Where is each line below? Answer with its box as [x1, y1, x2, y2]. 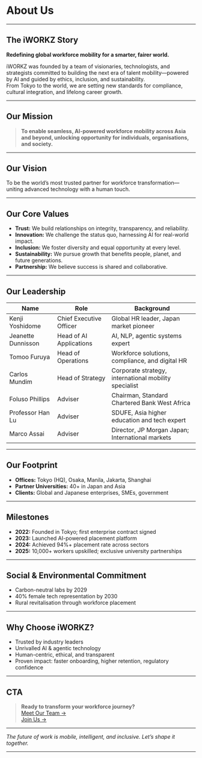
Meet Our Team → [20, 709, 67, 717]
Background [134, 304, 170, 312]
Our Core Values [6, 208, 69, 219]
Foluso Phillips [9, 395, 50, 403]
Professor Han [9, 409, 50, 416]
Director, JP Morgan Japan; [111, 426, 189, 434]
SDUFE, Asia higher [111, 409, 167, 416]
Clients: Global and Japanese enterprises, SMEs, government [14, 489, 169, 496]
